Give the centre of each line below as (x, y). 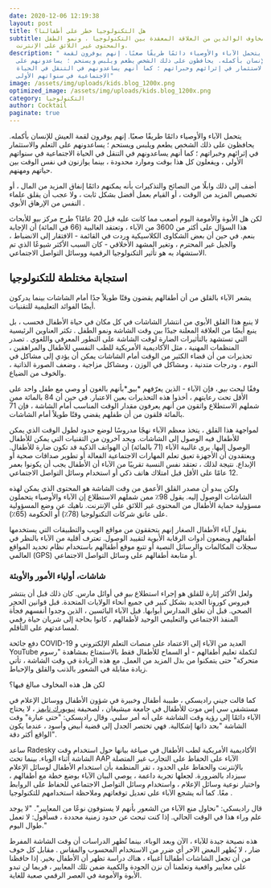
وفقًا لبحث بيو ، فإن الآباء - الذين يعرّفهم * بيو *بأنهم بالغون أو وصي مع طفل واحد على (135, 388)
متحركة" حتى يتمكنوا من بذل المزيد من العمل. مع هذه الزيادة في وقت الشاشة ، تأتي (134, 660)
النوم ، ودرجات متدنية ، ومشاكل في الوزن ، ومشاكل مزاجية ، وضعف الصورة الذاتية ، (133, 364)
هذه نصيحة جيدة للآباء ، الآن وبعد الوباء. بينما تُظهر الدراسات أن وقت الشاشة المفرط (133, 841)
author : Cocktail (38, 105)
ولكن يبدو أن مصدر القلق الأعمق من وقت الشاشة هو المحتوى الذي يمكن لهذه (124, 488)
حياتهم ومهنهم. (31, 170)
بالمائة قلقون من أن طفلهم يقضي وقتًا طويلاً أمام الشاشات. (97, 414)
